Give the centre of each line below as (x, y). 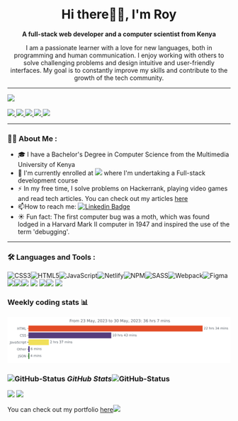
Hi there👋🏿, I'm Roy (119, 15)
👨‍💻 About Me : (33, 139)
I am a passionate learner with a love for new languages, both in (119, 47)
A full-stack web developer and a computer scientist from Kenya (119, 34)
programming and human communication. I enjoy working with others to (119, 55)
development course (48, 180)
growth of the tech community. (119, 78)
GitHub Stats (89, 379)
